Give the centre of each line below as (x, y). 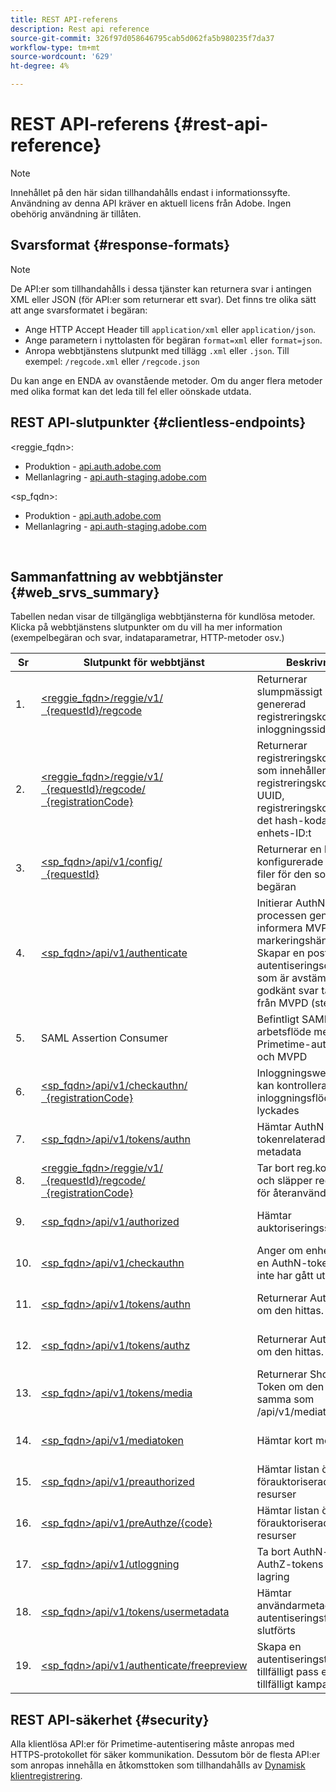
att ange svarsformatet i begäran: (79, 310)
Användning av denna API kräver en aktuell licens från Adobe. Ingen (151, 203)
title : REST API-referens (64, 19)
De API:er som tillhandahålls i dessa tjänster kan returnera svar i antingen (161, 288)
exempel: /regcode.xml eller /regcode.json (112, 361)
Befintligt (278, 1019)
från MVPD (282, 1003)
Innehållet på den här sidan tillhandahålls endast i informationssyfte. (150, 192)
